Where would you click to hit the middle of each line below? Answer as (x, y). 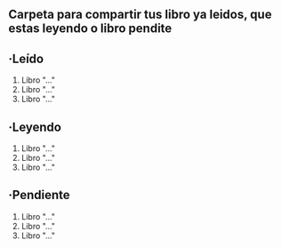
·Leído (26, 58)
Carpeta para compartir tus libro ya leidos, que (140, 15)
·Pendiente (39, 195)
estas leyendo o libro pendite (90, 29)
